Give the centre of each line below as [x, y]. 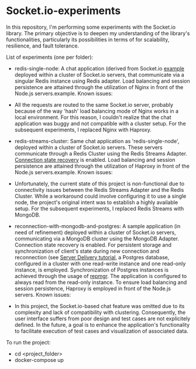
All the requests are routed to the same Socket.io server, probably [94, 104]
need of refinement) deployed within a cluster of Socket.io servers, [95, 232]
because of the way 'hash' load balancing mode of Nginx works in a [97, 111]
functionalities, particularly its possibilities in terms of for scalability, [88, 39]
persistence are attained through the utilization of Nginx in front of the [99, 87]
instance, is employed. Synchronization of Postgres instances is [91, 270]
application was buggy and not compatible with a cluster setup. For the [100, 123]
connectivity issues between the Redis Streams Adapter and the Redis [99, 189]
